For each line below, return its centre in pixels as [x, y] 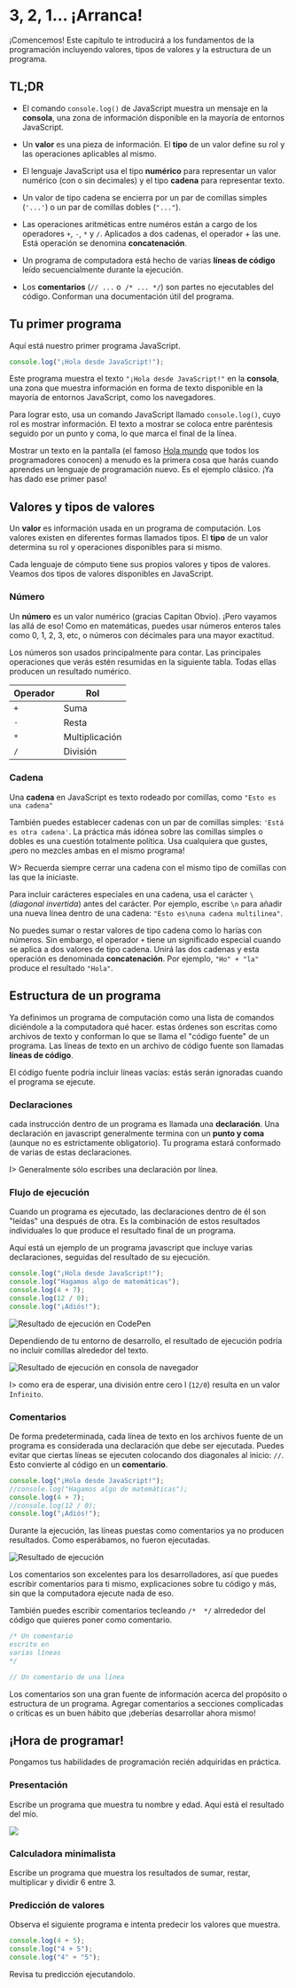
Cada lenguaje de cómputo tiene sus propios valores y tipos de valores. [140, 564]
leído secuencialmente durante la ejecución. [102, 269]
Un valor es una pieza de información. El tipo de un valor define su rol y [153, 144]
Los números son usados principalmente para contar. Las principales [135, 652]
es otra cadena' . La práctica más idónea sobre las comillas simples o [136, 832]
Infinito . [27, 1393]
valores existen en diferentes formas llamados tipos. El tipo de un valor [139, 538]
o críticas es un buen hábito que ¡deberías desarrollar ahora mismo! [133, 1713]
